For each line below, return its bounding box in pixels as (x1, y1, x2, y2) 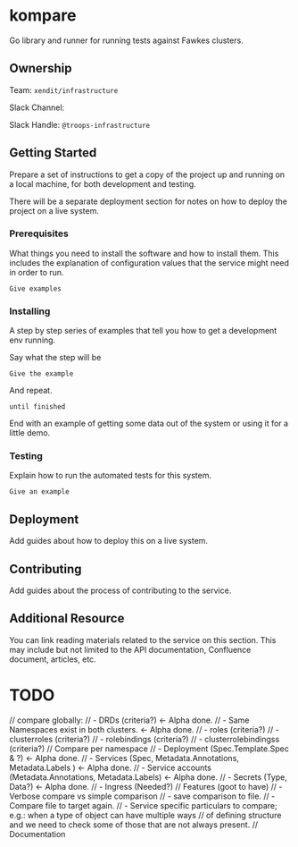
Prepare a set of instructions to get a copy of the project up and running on (9, 169, 286, 180)
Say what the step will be (9, 352, 102, 363)
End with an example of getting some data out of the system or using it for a (9, 418, 288, 429)
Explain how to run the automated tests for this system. (9, 470, 212, 481)
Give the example (9, 369, 74, 378)
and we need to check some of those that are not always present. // (9, 819, 259, 830)
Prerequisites (9, 227, 69, 240)
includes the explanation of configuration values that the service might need (9, 257, 290, 268)
